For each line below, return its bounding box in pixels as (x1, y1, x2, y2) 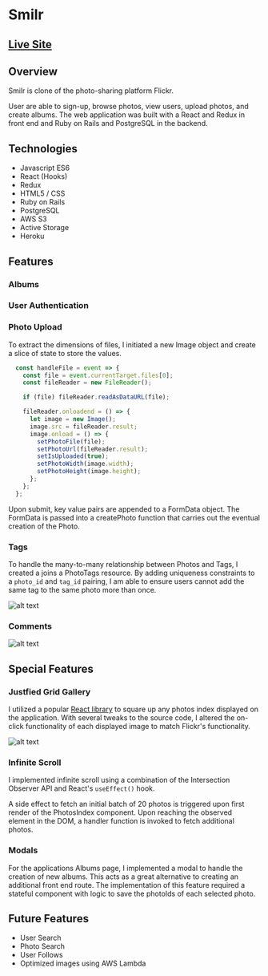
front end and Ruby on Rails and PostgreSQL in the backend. (8, 119, 208, 128)
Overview (8, 64, 58, 78)
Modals (8, 844, 38, 856)
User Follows (19, 950, 63, 960)
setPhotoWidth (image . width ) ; (37, 460, 134, 468)
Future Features (8, 912, 90, 925)
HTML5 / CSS (19, 188, 66, 198)
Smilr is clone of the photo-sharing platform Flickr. (8, 86, 174, 95)
